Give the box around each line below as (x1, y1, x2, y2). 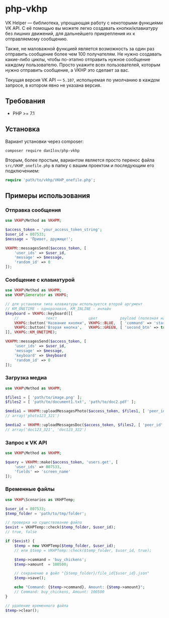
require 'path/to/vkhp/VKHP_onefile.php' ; (5, 177, 96, 182)
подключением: (5, 168, 40, 174)
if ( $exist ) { (5, 539, 35, 544)
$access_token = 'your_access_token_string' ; (5, 227, 102, 232)
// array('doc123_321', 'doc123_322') (5, 427, 87, 432)
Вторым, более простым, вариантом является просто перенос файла (5, 157, 155, 163)
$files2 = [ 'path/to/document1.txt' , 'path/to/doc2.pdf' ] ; (5, 399, 136, 404)
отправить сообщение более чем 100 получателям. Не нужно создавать (5, 51, 162, 57)
